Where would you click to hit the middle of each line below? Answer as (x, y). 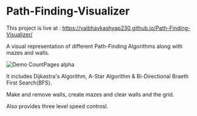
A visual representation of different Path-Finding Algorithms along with (95, 46)
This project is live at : (34, 28)
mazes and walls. (28, 52)
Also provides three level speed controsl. (57, 106)
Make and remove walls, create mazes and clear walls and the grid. (90, 94)
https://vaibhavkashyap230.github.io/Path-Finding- (126, 28)
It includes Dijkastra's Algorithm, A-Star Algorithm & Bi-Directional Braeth (98, 76)
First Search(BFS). (29, 83)
